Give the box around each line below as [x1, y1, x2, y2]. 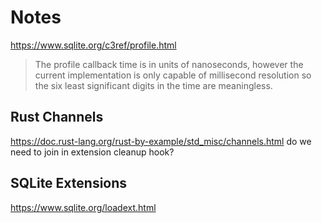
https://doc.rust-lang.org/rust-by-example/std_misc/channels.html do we [10, 135, 312, 147]
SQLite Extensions [10, 175, 128, 192]
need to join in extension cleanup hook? [10, 146, 175, 158]
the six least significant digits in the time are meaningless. [34, 79, 273, 91]
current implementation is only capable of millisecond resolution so [34, 69, 312, 81]
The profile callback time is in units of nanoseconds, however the [34, 58, 304, 70]
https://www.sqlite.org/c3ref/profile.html [10, 39, 177, 51]
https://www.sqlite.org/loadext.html [10, 201, 157, 213]
